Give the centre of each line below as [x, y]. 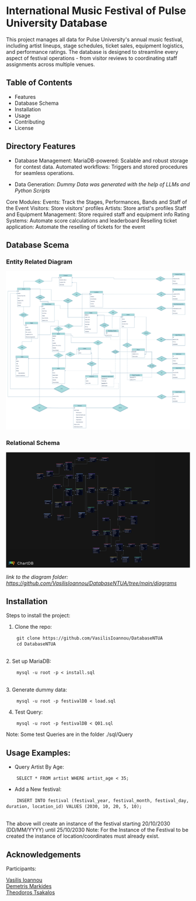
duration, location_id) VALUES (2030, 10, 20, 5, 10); [74, 807]
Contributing [29, 122]
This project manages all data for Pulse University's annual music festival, [95, 39]
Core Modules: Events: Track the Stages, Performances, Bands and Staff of [97, 202]
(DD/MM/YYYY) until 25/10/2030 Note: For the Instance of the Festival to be [97, 830]
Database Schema [36, 103]
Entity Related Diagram [39, 262]
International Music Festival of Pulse [96, 11]
